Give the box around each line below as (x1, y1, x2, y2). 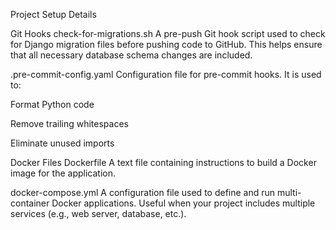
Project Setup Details (10, 9, 97, 20)
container (10, 197, 50, 209)
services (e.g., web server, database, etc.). (10, 208, 187, 219)
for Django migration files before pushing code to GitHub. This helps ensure (10, 39, 323, 50)
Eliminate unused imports (10, 137, 115, 149)
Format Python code (10, 99, 95, 110)
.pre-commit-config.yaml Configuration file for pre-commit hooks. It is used (10, 69, 322, 80)
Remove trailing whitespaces (10, 118, 129, 129)
